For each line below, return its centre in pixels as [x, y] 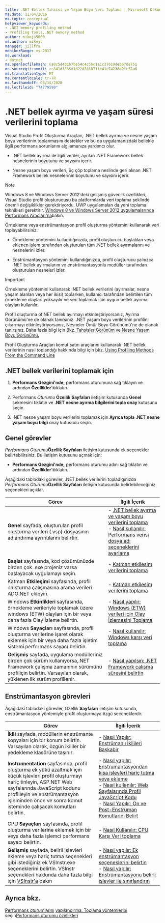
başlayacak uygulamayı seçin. [42, 574]
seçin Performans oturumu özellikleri [42, 915]
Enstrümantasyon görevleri [48, 697]
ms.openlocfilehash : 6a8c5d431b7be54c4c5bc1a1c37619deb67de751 [71, 64]
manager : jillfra [23, 46]
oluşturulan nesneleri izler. [39, 270]
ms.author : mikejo [24, 42]
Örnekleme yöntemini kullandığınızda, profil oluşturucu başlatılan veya [83, 240]
